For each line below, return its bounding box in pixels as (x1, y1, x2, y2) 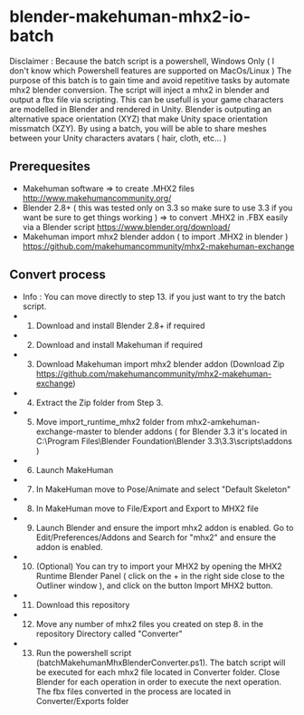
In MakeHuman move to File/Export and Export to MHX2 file (35, 503, 260, 514)
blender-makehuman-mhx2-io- (9, 6, 252, 27)
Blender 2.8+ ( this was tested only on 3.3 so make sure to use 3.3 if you (22, 202, 293, 213)
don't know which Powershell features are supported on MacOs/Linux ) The (9, 65, 292, 76)
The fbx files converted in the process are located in (35, 686, 232, 697)
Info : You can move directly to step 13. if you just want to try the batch (22, 291, 286, 302)
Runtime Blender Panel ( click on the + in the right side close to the (35, 570, 285, 581)
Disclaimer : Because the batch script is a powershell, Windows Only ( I (9, 55, 275, 66)
